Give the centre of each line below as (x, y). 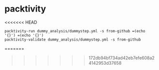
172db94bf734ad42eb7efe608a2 (122, 58)
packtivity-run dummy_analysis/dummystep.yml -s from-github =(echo (75, 31)
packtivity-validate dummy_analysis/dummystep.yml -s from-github (73, 40)
